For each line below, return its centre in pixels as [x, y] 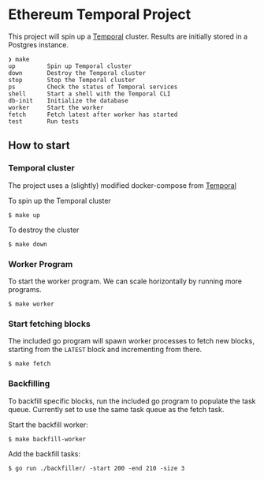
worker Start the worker [56, 107]
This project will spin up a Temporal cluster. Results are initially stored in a [128, 36]
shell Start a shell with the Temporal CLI [89, 94]
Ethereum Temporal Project [100, 15]
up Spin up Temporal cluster [70, 66]
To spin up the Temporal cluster [60, 201]
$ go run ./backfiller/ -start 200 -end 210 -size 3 [97, 468]
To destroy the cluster [44, 230]
